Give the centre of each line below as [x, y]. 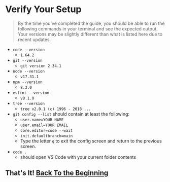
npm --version [27, 82]
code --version [29, 50]
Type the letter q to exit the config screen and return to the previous [91, 141]
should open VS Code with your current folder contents [78, 157]
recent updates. [34, 40]
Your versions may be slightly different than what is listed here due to [90, 34]
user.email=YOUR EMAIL [44, 125]
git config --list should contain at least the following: [71, 114]
